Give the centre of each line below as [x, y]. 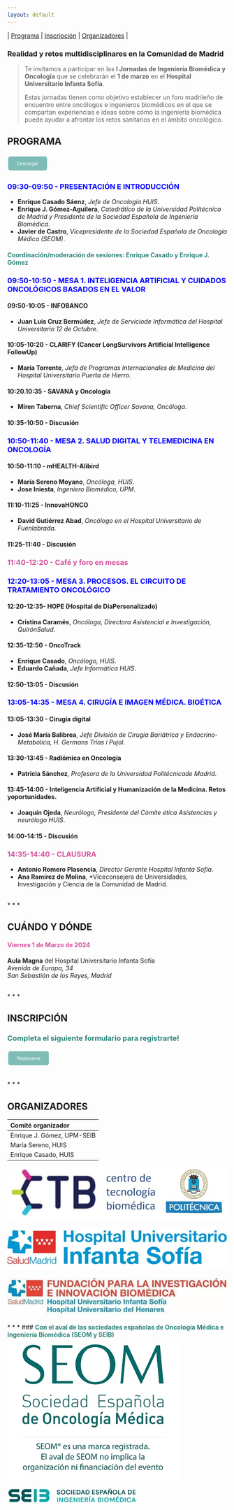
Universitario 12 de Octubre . [58, 329]
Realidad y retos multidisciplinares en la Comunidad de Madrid [116, 54]
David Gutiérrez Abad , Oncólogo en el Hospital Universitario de [109, 521]
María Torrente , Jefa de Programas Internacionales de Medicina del [116, 368]
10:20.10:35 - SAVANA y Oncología [59, 391]
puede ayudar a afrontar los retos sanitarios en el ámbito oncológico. [124, 120]
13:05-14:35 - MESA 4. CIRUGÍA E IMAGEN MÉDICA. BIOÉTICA [115, 703]
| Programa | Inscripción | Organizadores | [68, 36]
